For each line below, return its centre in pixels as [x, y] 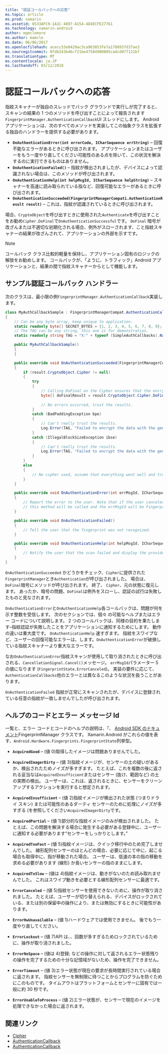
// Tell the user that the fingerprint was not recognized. [87, 530]
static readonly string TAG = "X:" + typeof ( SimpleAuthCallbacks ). [87, 336]
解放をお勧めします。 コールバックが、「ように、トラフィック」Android [78, 260]
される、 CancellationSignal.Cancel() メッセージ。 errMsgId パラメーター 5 [82, 662]
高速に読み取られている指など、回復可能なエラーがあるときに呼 [95, 186]
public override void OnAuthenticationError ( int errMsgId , [77, 493]
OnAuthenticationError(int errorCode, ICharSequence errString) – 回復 [87, 143]
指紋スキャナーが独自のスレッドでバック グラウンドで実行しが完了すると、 [82, 107]
